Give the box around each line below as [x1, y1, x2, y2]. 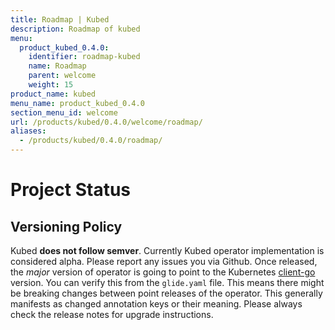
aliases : [10, 126, 47, 136]
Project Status [10, 179, 132, 201]
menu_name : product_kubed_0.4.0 [10, 98, 145, 108]
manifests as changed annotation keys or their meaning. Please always [10, 298, 303, 310]
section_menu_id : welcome [10, 107, 118, 118]
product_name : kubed [10, 89, 97, 99]
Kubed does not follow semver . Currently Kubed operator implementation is [10, 245, 325, 256]
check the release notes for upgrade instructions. [10, 309, 214, 320]
